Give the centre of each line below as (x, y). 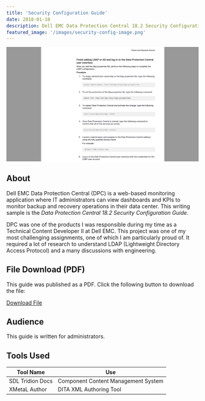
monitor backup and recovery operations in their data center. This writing (98, 206)
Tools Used (28, 356)
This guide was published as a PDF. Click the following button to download (100, 284)
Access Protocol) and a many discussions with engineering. (81, 250)
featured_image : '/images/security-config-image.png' (76, 32)
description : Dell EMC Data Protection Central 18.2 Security (87, 26)
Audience (25, 322)
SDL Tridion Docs (31, 381)
